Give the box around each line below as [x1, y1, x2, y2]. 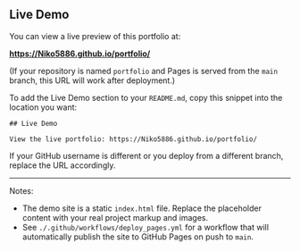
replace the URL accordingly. [9, 160, 116, 171]
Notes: [9, 185, 34, 196]
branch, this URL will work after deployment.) [9, 75, 176, 86]
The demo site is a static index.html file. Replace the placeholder [21, 203, 262, 213]
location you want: [9, 102, 78, 113]
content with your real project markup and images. [21, 212, 208, 222]
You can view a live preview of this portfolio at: [9, 30, 181, 41]
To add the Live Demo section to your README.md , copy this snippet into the [9, 92, 283, 103]
